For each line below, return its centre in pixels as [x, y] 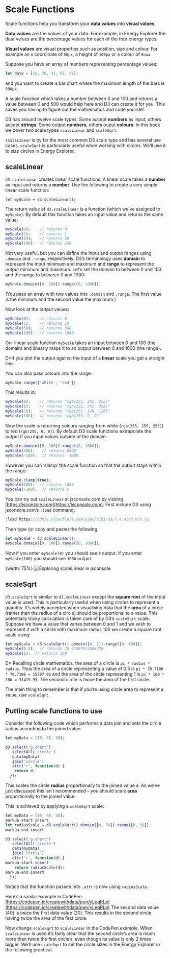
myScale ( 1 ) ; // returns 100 [36, 654]
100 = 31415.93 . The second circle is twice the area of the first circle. [78, 680]
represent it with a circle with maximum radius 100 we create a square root [83, 629]
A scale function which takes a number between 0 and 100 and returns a [81, 99]
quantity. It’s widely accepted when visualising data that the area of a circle [84, 607]
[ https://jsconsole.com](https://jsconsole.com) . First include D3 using [78, 505]
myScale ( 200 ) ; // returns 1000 [39, 485]
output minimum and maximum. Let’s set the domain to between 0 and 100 [83, 270]
